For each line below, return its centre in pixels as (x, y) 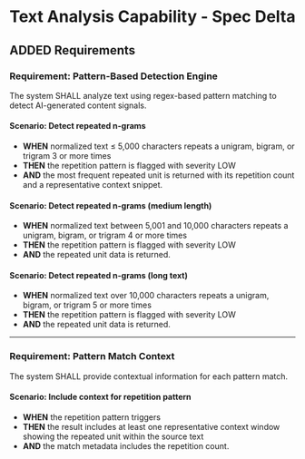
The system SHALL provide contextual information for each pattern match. (149, 376)
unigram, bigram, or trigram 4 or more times (105, 235)
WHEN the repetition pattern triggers (92, 417)
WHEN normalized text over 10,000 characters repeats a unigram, (146, 296)
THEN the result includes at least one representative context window (151, 426)
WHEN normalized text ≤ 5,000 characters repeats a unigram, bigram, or (158, 146)
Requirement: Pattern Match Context (92, 356)
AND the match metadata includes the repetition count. (126, 445)
